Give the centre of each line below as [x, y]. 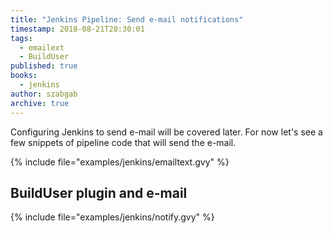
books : [24, 76]
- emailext [42, 47]
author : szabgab [44, 94]
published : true [44, 66]
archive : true [40, 103]
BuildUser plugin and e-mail [99, 192]
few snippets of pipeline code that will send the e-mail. [123, 142]
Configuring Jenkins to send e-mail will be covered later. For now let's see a [166, 132]
